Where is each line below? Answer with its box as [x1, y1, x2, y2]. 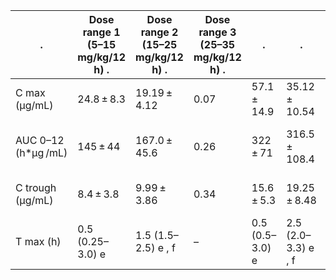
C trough [15, 181, 57, 194]
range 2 [140, 25, 179, 39]
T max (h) [15, 235, 62, 248]
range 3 [198, 25, 237, 39]
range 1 [82, 25, 121, 39]
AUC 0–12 [15, 134, 65, 147]
